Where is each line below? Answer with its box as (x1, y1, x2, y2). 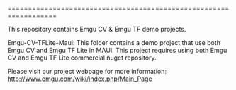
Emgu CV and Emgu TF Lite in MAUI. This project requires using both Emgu (7, 46, 227, 54)
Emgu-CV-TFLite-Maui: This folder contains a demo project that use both (7, 39, 221, 46)
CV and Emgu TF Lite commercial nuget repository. (7, 53, 157, 62)
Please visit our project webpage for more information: (7, 67, 167, 75)
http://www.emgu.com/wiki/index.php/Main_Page (7, 75, 152, 83)
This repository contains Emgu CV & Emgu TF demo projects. (7, 25, 186, 33)
